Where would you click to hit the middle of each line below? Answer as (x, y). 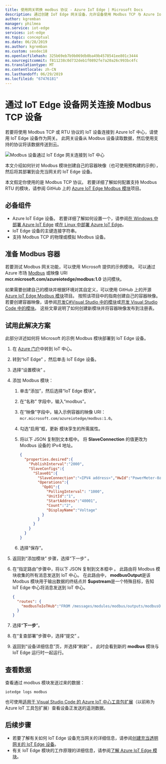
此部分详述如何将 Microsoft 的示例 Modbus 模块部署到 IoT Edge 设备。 (77, 338)
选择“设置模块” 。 (30, 370)
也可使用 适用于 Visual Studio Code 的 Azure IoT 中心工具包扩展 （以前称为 (80, 702)
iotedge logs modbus (26, 692)
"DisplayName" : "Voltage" (72, 510)
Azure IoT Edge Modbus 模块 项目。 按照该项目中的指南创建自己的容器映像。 (83, 296)
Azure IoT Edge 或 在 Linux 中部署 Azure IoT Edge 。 (74, 224)
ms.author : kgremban (26, 47)
